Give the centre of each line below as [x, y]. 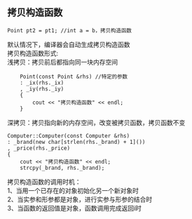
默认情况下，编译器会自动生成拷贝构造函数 [69, 44]
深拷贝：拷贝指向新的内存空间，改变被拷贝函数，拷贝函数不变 [96, 122]
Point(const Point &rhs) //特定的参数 [74, 77]
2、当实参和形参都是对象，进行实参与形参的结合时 [80, 199]
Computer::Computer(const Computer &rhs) [69, 135]
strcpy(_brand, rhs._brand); [62, 168]
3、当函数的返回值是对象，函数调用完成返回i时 [75, 208]
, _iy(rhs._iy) [42, 89]
